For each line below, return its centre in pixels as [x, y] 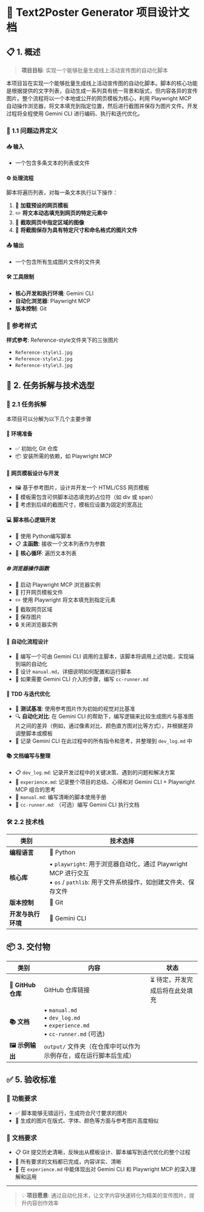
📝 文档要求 [22, 1137]
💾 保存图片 [28, 617]
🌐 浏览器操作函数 [28, 568]
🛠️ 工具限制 [20, 277]
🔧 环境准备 [19, 434]
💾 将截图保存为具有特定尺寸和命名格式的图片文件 [76, 230]
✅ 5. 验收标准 [31, 1080]
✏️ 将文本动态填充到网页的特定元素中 [61, 213]
